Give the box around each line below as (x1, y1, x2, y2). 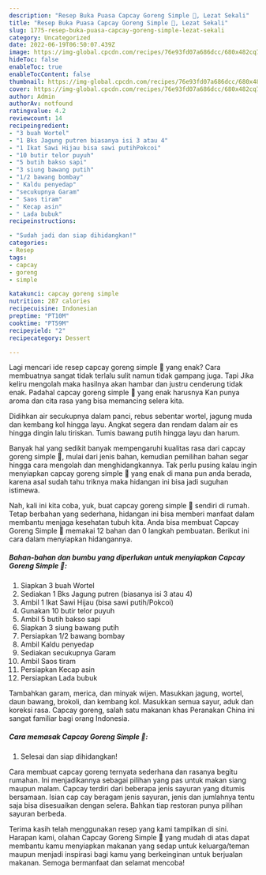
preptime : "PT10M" (9, 312, 69, 320)
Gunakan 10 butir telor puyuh (20, 606, 115, 616)
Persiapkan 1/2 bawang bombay (20, 632, 126, 641)
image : (9, 48, 31, 56)
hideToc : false (9, 56, 59, 64)
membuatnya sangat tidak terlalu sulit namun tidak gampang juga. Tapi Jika (9, 371, 254, 380)
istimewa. (9, 485, 40, 495)
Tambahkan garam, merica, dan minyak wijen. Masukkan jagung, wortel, (9, 688, 244, 698)
